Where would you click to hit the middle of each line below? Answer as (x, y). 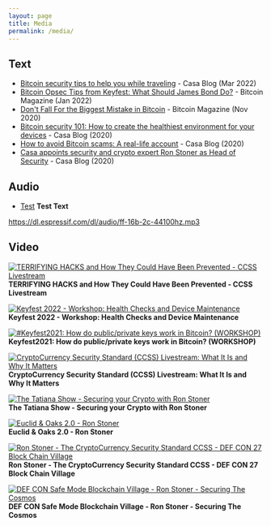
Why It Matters (34, 383)
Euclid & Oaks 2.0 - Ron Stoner (61, 432)
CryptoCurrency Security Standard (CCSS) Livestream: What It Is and (127, 374)
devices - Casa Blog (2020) (66, 136)
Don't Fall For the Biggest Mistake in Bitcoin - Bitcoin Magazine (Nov (134, 110)
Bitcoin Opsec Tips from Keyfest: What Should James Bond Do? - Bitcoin (142, 92)
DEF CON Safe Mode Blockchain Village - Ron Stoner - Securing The (125, 506)
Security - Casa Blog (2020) (67, 161)
